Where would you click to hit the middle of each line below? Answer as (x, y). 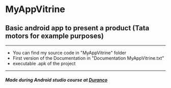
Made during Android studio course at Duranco (56, 80)
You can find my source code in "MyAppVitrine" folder (69, 53)
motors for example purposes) (55, 36)
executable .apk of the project (44, 63)
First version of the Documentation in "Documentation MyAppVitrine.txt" (88, 58)
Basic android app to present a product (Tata (77, 28)
